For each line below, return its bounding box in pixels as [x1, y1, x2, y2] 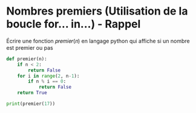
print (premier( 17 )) [6, 101, 56, 107]
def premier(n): [6, 56, 47, 62]
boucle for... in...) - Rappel [6, 17, 141, 31]
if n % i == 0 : [28, 78, 67, 84]
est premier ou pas [6, 44, 53, 51]
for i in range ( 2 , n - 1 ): [17, 73, 80, 79]
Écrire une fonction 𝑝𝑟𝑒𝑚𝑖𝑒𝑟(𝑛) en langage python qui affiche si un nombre [6, 37, 190, 44]
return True [17, 90, 47, 96]
